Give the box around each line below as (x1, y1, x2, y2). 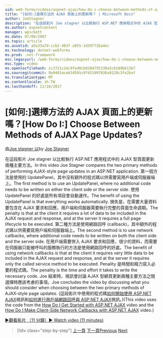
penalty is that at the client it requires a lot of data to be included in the (5, 210, 147, 216)
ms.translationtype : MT (5, 75, 53, 80)
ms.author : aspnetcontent (5, 25, 57, 30)
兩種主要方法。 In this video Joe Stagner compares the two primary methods (5, 162, 158, 168)
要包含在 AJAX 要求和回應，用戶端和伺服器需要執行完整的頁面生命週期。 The (5, 205, 158, 211)
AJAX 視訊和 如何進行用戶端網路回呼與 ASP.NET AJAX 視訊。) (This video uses (5, 297, 157, 302)
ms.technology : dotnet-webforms (5, 48, 70, 53)
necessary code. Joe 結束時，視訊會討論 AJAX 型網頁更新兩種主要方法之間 (5, 273, 155, 279)
